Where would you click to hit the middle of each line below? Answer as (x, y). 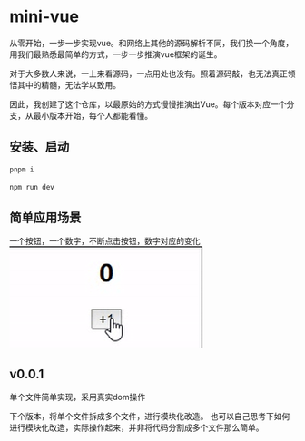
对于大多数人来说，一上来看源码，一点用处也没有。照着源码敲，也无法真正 (148, 73)
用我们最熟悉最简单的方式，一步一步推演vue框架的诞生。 (116, 54)
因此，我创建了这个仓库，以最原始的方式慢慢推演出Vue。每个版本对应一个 (148, 104)
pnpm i (22, 170)
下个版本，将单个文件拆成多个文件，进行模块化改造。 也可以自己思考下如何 (150, 416)
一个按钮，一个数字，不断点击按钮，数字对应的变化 (105, 241)
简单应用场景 (45, 217)
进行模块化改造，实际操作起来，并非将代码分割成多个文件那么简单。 (137, 427)
